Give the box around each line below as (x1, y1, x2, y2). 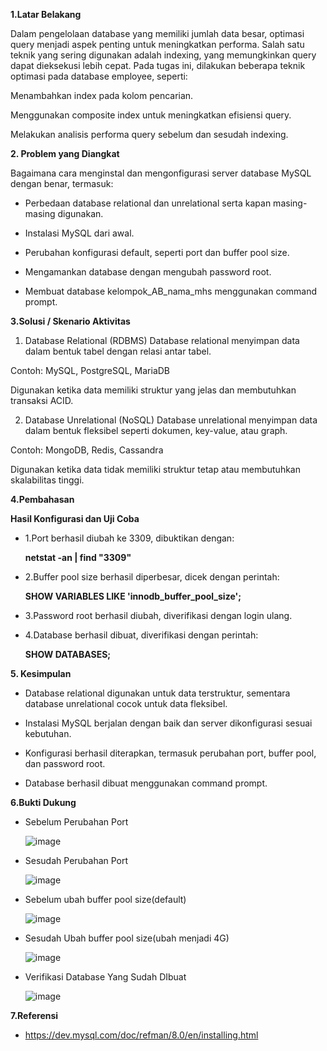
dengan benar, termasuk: (10, 178, 114, 189)
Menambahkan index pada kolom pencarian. (10, 90, 194, 101)
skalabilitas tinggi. (10, 474, 85, 486)
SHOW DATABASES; (24, 649, 112, 660)
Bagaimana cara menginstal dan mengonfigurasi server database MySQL (10, 167, 312, 179)
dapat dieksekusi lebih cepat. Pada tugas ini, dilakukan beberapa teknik (10, 60, 306, 71)
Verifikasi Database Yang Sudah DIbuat (24, 971, 187, 983)
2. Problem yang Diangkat (10, 148, 120, 159)
